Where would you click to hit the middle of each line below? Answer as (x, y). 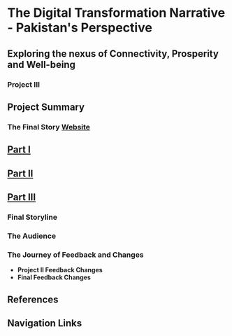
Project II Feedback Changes (60, 270)
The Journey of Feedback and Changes (76, 255)
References (33, 299)
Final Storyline (32, 217)
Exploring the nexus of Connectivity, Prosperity (113, 54)
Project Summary (46, 107)
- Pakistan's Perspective (80, 28)
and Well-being (41, 64)
